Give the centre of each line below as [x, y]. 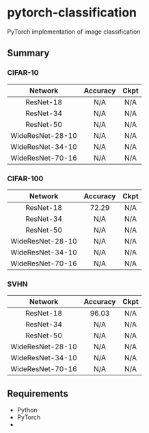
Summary [28, 53]
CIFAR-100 [25, 178]
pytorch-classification [72, 13]
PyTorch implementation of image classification [74, 32]
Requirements [38, 394]
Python [27, 410]
